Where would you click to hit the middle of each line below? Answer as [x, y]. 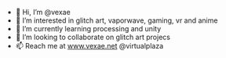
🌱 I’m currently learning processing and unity [88, 29]
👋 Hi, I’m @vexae [43, 12]
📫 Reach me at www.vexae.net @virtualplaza [89, 46]
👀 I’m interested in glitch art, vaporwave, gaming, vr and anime [117, 20]
